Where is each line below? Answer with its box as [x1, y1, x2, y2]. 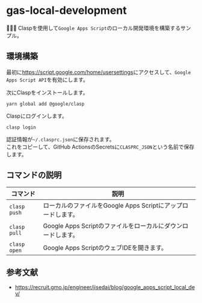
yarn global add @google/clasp [6, 101, 85, 107]
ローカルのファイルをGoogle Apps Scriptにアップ [43, 201, 183, 209]
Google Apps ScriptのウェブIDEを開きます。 [43, 243, 168, 252]
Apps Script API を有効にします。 [6, 76, 88, 83]
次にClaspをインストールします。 [6, 89, 88, 96]
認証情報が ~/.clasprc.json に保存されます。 [6, 135, 115, 142]
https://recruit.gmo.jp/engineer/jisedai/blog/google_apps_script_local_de [14, 284, 195, 291]
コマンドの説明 [6, 170, 62, 180]
